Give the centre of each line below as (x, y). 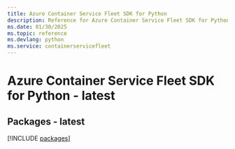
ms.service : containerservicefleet (59, 46)
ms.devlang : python (36, 40)
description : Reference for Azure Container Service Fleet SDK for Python (119, 20)
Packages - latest (46, 121)
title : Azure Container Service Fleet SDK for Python (87, 14)
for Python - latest (61, 96)
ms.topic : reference (37, 33)
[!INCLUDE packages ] (39, 138)
